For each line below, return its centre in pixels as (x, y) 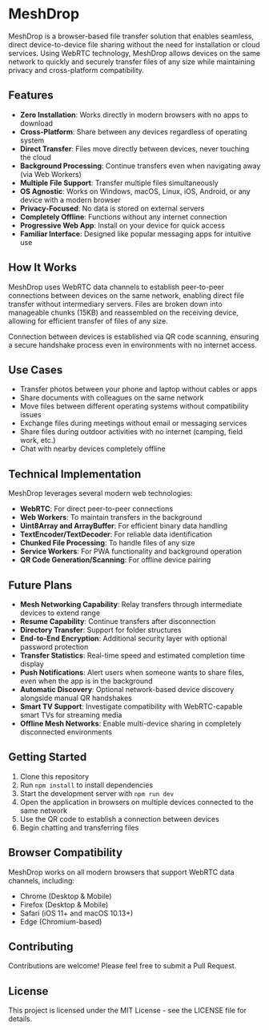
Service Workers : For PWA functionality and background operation (131, 551)
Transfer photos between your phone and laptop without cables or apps (139, 389)
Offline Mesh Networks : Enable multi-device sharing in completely (130, 723)
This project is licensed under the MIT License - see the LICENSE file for (127, 1011)
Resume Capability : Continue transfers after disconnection (118, 621)
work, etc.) (38, 441)
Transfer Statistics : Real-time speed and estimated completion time (132, 655)
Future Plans (40, 585)
